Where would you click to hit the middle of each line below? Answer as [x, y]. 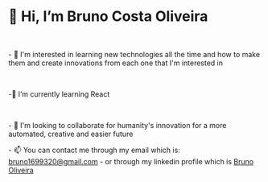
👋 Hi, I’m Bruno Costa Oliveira [108, 17]
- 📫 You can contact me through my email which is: [95, 150]
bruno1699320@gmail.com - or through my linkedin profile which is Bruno [131, 161]
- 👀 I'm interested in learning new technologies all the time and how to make [134, 54]
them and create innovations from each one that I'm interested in [116, 63]
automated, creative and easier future [71, 134]
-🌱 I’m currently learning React [59, 94]
